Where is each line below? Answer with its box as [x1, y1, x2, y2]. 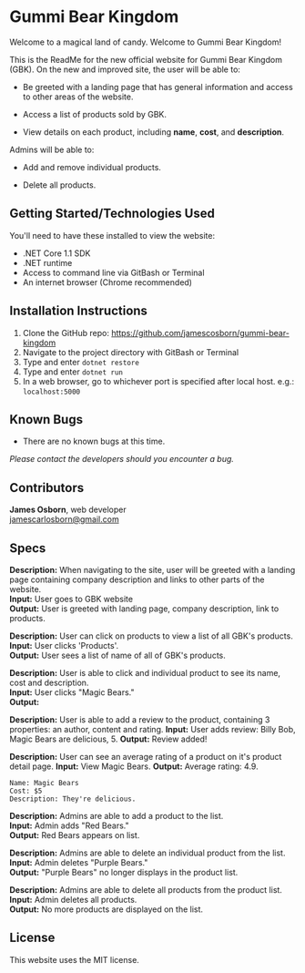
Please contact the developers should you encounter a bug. [9, 454, 235, 465]
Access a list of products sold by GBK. [22, 108, 167, 119]
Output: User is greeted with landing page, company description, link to [9, 603, 280, 614]
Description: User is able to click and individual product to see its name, [9, 668, 280, 678]
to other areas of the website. [22, 91, 134, 102]
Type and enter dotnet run [22, 366, 123, 377]
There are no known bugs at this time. [22, 435, 166, 447]
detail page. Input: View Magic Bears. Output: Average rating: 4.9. [9, 761, 259, 772]
